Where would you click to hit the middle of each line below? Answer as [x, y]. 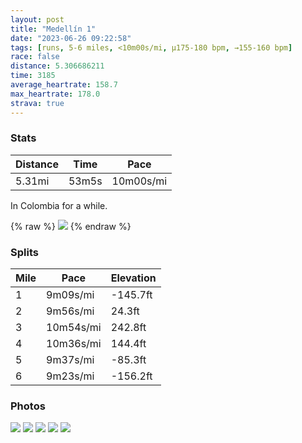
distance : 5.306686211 [57, 66]
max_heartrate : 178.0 [55, 94]
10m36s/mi [74, 344]
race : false [35, 57]
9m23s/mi [70, 376]
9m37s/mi [70, 360]
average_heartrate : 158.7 [64, 85]
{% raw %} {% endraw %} [71, 226]
